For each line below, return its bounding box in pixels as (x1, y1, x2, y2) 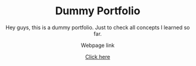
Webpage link (80, 42, 115, 49)
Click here (85, 53, 111, 60)
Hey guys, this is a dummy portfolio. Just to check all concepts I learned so (5, 24, 190, 31)
